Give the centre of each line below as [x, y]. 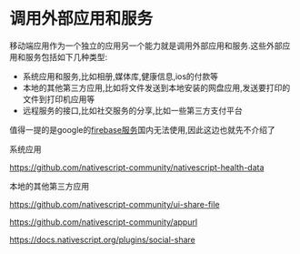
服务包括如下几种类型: [66, 56]
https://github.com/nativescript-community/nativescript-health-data [137, 167]
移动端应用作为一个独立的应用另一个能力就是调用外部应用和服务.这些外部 [146, 46]
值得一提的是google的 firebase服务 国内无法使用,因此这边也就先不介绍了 [142, 129]
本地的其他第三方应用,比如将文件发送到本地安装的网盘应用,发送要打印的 [156, 87]
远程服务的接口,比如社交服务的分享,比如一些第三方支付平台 [132, 110]
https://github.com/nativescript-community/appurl [104, 222]
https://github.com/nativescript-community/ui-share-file [115, 204]
